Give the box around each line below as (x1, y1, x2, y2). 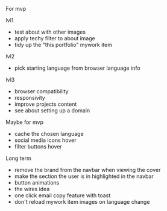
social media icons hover (14, 136, 77, 144)
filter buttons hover (14, 143, 63, 150)
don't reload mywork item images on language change (14, 198, 150, 205)
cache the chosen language (14, 130, 84, 137)
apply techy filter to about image (14, 35, 96, 41)
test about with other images (14, 28, 86, 35)
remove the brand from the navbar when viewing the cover (14, 167, 161, 173)
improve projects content (14, 100, 77, 108)
